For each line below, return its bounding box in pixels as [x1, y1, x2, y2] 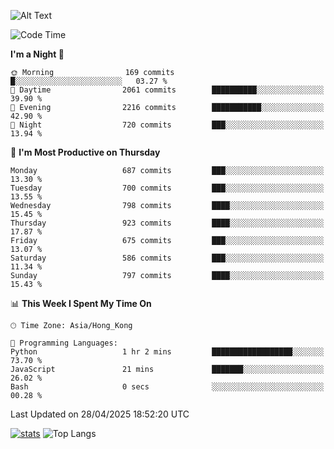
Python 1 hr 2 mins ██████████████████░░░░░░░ [10, 347, 325, 357]
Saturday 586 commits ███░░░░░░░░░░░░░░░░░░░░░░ [10, 253, 325, 263]
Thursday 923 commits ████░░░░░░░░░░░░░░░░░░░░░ [10, 218, 325, 228]
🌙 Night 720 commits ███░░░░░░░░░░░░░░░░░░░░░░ [10, 120, 325, 130]
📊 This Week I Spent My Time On [10, 298, 152, 309]
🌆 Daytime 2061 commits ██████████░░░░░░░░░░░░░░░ [10, 85, 325, 95]
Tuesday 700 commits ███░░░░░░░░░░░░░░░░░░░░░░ [10, 183, 325, 193]
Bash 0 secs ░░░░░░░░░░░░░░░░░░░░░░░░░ [10, 382, 325, 392]
